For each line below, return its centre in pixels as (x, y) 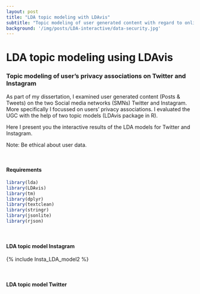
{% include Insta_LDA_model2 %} (48, 260)
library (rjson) (25, 221)
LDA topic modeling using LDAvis (90, 58)
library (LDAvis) (26, 188)
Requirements (24, 170)
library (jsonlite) (29, 216)
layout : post (22, 12)
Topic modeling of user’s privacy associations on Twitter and (96, 76)
